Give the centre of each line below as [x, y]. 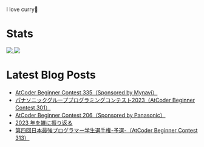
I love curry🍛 [22, 9]
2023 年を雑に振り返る [44, 122]
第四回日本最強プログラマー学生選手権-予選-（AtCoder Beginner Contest [106, 130]
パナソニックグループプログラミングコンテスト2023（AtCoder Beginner [105, 100]
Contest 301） [33, 107]
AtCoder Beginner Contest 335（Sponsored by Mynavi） [86, 92]
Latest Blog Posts [51, 75]
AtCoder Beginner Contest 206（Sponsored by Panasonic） [90, 115]
